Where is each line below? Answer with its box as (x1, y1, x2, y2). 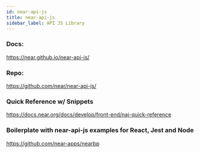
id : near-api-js (6, 8, 47, 15)
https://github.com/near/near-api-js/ (6, 82, 96, 89)
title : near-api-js (6, 14, 55, 20)
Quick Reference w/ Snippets (6, 97, 93, 105)
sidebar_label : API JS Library (6, 20, 85, 26)
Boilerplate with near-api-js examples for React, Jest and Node (6, 126, 194, 134)
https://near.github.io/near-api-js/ (6, 54, 90, 61)
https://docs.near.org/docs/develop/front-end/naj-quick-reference (6, 111, 172, 118)
